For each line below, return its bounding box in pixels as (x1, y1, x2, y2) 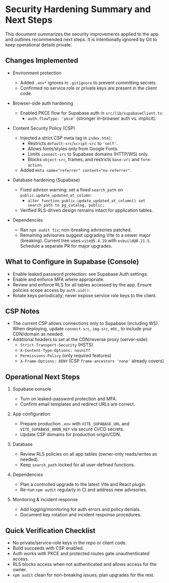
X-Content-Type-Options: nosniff (20, 348, 91, 353)
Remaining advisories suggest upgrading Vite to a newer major (20, 232, 151, 238)
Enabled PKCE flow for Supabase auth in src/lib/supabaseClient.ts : (20, 110, 164, 116)
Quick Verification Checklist (5, 526, 96, 535)
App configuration (12, 411, 50, 417)
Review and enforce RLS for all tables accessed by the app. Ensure (12, 281, 152, 287)
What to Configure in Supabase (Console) (5, 258, 139, 266)
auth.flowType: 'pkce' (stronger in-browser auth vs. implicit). (27, 115, 156, 121)
